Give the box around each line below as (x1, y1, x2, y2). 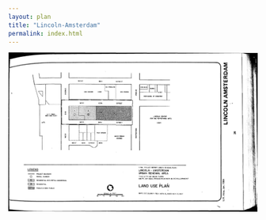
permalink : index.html (8, 29, 83, 37)
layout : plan (8, 13, 51, 21)
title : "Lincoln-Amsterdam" (8, 21, 101, 29)
